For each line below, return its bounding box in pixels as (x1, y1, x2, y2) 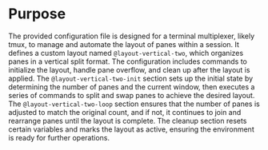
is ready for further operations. (8, 132, 110, 142)
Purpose (8, 5, 66, 23)
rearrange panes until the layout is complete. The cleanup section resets (8, 116, 247, 125)
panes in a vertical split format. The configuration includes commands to (8, 57, 248, 66)
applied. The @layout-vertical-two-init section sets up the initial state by (8, 73, 254, 83)
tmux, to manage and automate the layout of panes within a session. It (8, 39, 240, 49)
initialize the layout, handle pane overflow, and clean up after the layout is (8, 65, 250, 74)
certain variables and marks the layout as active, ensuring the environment (8, 124, 254, 134)
